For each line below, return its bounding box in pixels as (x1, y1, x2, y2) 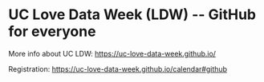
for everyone (8, 22, 96, 41)
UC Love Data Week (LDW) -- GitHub (8, 6, 257, 24)
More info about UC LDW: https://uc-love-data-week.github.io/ (8, 49, 217, 58)
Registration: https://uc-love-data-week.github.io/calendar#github (8, 64, 227, 73)
